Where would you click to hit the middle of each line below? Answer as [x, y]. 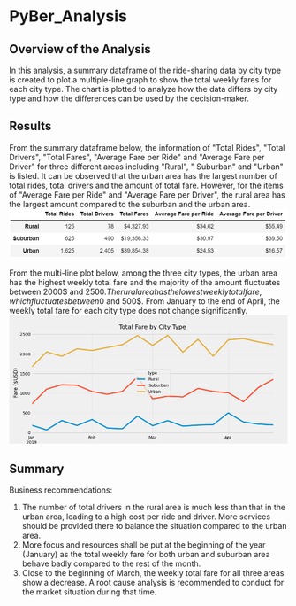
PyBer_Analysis [68, 16]
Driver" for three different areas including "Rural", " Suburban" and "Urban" [147, 167]
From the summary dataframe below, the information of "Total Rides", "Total [147, 147]
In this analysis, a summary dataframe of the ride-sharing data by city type [145, 70]
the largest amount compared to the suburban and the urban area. [130, 204]
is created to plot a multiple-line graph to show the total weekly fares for [140, 80]
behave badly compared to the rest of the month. [111, 563]
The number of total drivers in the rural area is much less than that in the [153, 508]
